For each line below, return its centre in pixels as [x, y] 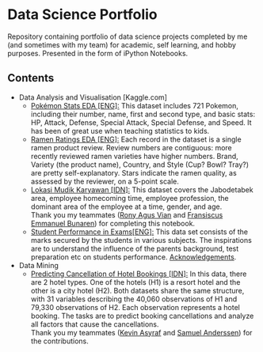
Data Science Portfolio [82, 15]
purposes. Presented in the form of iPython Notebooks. [98, 53]
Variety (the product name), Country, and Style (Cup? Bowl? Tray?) [140, 165]
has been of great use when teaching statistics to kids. [120, 131]
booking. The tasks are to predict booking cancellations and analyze [142, 316]
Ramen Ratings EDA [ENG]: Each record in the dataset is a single [136, 139]
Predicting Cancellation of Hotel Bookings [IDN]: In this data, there [139, 274]
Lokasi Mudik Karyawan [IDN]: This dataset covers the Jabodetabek [142, 189]
